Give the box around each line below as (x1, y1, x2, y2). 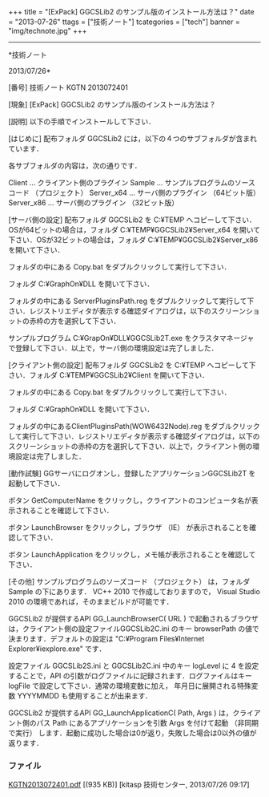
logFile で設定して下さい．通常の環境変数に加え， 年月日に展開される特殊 (8, 681, 252, 690)
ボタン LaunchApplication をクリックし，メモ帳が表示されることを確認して (8, 550, 256, 559)
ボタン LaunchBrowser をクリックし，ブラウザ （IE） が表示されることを (8, 523, 250, 532)
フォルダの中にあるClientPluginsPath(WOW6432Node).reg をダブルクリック (8, 422, 260, 431)
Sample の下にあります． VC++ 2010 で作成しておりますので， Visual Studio (8, 587, 260, 596)
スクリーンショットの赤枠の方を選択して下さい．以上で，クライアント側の (8, 442, 253, 451)
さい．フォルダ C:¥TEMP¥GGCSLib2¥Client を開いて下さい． (8, 370, 210, 379)
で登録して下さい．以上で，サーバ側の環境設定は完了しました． (8, 343, 219, 353)
